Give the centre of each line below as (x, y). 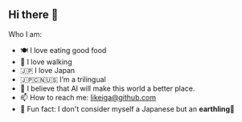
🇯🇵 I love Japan (47, 70)
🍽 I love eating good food (63, 50)
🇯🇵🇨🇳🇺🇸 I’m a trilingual (63, 79)
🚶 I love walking (46, 62)
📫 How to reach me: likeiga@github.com (88, 97)
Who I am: (25, 34)
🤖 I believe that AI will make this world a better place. (107, 88)
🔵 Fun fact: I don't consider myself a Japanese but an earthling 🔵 (127, 108)
